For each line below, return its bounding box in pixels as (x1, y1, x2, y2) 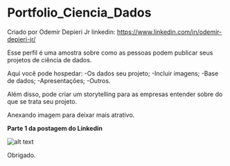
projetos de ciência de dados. (7, 55, 92, 64)
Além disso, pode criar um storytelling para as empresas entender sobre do (7, 90, 223, 98)
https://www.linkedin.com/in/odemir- (116, 28, 222, 36)
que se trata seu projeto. (7, 97, 78, 105)
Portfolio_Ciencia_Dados (7, 5, 152, 21)
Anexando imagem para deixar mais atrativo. (7, 111, 135, 119)
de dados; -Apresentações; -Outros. (7, 76, 111, 84)
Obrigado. (7, 151, 36, 159)
